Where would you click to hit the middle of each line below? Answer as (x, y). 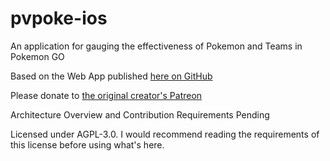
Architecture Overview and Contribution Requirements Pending (140, 114)
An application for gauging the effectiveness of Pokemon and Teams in (156, 46)
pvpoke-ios (59, 18)
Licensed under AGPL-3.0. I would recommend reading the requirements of (165, 134)
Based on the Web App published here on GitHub (111, 76)
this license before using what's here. (87, 144)
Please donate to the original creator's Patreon (106, 95)
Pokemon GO (37, 56)
